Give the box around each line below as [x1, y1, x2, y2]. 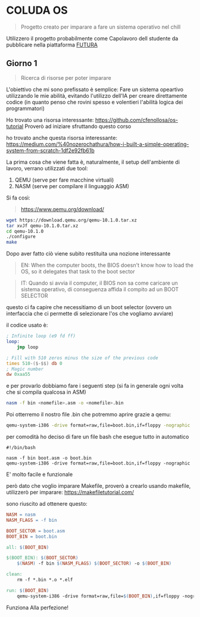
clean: [6, 571, 23, 578]
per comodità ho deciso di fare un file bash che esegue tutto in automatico [6, 433, 189, 440]
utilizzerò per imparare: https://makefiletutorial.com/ [6, 489, 135, 496]
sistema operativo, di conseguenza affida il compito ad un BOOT [20, 286, 179, 293]
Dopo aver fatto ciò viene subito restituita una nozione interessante [6, 250, 171, 257]
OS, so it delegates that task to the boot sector [20, 268, 135, 275]
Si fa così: [6, 194, 31, 201]
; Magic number [6, 366, 44, 372]
